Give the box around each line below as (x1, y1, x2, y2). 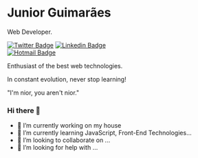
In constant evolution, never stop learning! (7, 75, 126, 83)
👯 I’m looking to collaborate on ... (16, 136, 111, 144)
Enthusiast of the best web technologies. (7, 61, 123, 70)
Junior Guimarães (7, 5, 111, 21)
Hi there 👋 (7, 106, 41, 115)
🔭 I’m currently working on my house (16, 121, 122, 130)
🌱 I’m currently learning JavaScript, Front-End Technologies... (16, 129, 192, 137)
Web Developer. (7, 28, 53, 36)
